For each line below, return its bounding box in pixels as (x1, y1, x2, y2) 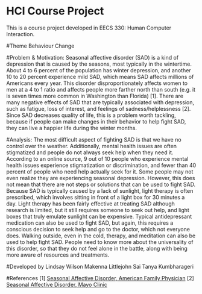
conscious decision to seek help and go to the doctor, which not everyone (6, 225, 190, 233)
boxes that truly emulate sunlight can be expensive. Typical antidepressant (6, 213, 192, 220)
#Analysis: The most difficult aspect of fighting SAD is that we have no (6, 136, 182, 143)
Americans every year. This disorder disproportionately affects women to (6, 80, 188, 87)
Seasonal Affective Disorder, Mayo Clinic (6, 281, 107, 288)
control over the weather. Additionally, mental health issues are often (6, 142, 177, 149)
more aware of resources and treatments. (6, 251, 110, 258)
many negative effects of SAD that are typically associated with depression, (6, 98, 195, 106)
